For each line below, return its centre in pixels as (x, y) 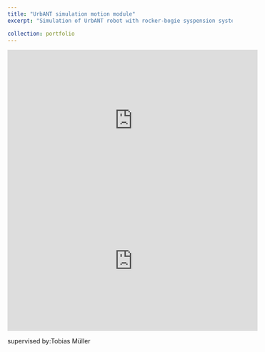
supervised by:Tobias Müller (49, 341)
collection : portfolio (41, 34)
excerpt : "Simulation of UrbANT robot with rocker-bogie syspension (111, 21)
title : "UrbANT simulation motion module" (71, 14)
